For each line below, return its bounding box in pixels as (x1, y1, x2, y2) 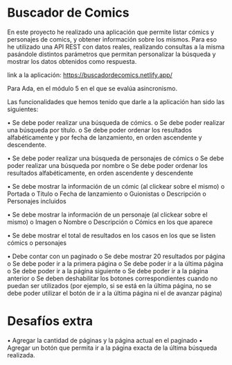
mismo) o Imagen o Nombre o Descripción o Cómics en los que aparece (7, 217, 213, 226)
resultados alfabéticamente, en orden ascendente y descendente (7, 169, 194, 177)
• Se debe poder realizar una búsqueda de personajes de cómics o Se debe (7, 154, 224, 162)
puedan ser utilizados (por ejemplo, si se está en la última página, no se (7, 281, 212, 289)
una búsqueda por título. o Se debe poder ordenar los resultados (7, 126, 193, 134)
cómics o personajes (7, 238, 67, 247)
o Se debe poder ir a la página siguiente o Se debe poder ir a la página (7, 266, 208, 275)
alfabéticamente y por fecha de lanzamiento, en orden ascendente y (7, 133, 202, 142)
